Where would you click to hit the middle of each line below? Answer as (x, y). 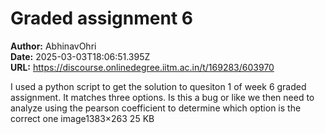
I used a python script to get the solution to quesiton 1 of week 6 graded (158, 86)
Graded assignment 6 (101, 18)
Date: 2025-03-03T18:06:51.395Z (80, 56)
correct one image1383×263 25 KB (82, 118)
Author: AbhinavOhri (53, 46)
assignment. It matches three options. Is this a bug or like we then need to (162, 97)
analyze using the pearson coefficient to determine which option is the (156, 108)
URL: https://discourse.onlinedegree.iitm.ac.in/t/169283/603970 (142, 67)
